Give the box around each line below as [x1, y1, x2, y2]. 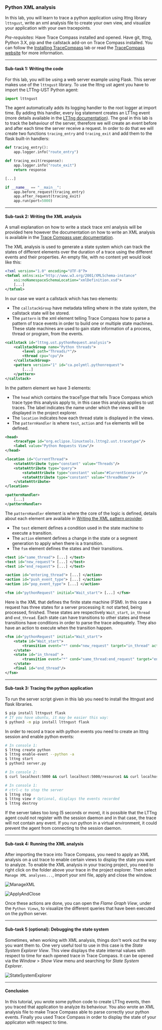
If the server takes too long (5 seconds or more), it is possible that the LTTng [5, 810, 157, 816]
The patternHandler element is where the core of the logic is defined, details [5, 510, 157, 516]
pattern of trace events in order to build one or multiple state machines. [12, 320, 154, 326]
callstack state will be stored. [12, 310, 70, 316]
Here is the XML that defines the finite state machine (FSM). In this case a [5, 599, 152, 605]
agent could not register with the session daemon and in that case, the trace [5, 815, 157, 821]
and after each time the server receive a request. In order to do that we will [5, 126, 154, 131]
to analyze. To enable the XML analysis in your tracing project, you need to [5, 862, 154, 868]
